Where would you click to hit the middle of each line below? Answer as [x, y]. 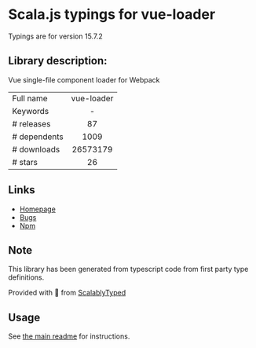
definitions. [26, 277]
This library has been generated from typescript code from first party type [128, 269]
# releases [31, 123]
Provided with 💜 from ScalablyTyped [67, 293]
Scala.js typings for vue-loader [112, 15]
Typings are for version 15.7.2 [56, 36]
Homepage [38, 209]
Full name [30, 98]
